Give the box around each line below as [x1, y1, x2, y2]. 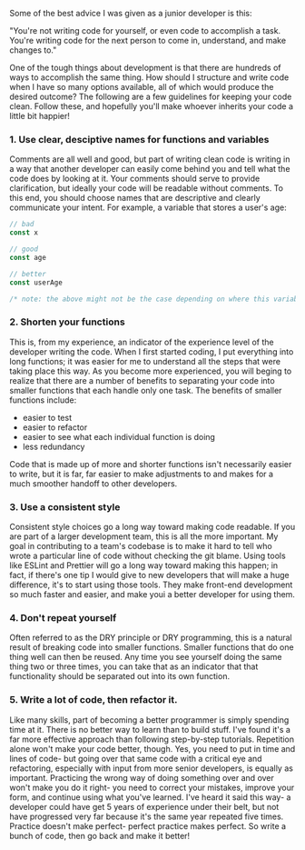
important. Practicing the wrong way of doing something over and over [9, 772, 275, 783]
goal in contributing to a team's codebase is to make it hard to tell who [9, 541, 272, 552]
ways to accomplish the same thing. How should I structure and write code [9, 72, 290, 83]
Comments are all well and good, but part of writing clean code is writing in [9, 154, 290, 165]
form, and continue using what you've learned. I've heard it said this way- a [9, 791, 291, 803]
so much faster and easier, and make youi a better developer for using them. [9, 589, 295, 600]
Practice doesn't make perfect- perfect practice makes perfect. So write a [9, 820, 287, 831]
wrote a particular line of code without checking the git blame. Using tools [9, 550, 286, 562]
